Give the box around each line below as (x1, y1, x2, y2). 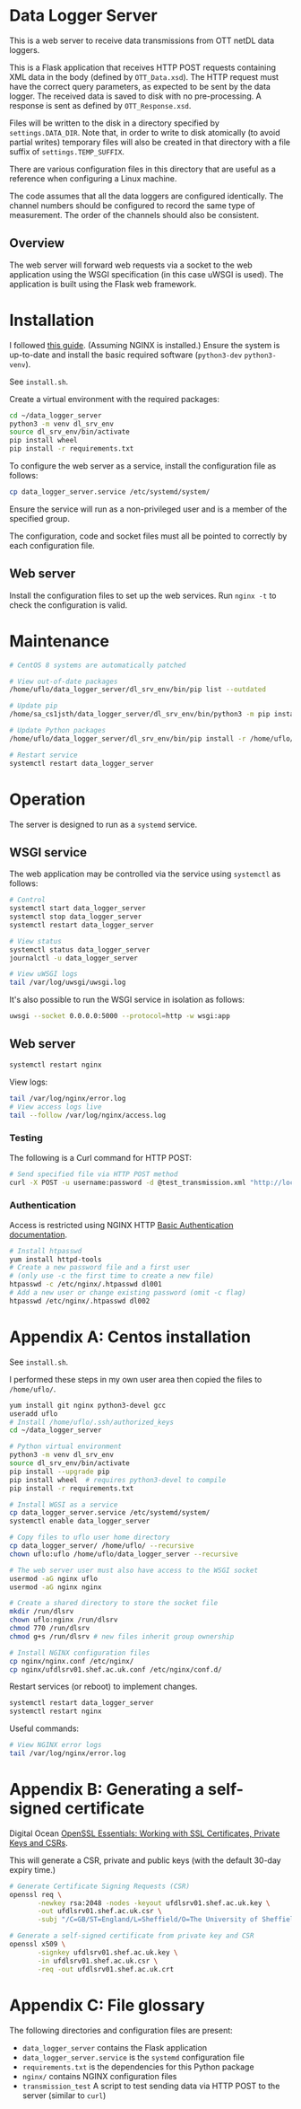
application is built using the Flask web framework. (9, 278, 197, 289)
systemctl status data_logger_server (9, 945, 150, 954)
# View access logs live (9, 1102, 102, 1112)
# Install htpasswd (9, 1246, 82, 1255)
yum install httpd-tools (9, 1254, 102, 1264)
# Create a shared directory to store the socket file (9, 1599, 219, 1608)
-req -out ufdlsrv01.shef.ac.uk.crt (37, 1964, 175, 1973)
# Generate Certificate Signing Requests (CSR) (9, 1882, 191, 1891)
